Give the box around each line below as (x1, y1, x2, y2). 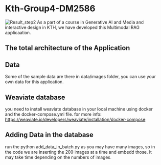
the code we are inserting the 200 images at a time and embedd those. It (5, 149, 152, 155)
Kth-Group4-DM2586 (5, 3, 95, 14)
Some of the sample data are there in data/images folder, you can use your (5, 74, 156, 80)
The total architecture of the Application (5, 44, 130, 52)
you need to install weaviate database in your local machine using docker (5, 106, 153, 112)
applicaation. (5, 29, 31, 35)
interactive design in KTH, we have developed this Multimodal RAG (5, 24, 140, 30)
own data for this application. (5, 79, 64, 85)
